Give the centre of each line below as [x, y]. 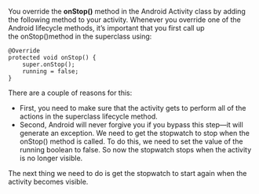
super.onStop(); [49, 64]
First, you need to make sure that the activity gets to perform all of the [133, 108]
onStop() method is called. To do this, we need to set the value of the [131, 141]
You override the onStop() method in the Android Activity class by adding [127, 11]
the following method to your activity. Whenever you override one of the [124, 20]
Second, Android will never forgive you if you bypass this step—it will [131, 124]
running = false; [51, 71]
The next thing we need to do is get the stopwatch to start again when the [128, 173]
